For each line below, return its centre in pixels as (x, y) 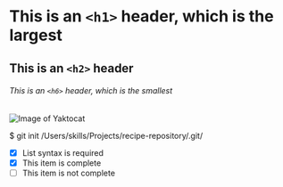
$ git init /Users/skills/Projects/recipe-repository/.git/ (106, 135)
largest (36, 35)
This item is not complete (69, 173)
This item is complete (62, 163)
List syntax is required (63, 152)
